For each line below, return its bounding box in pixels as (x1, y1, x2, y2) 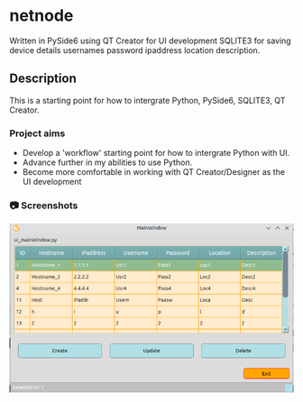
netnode (9, 5, 74, 26)
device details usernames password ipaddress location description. (9, 44, 261, 55)
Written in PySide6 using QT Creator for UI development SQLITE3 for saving (9, 35, 291, 46)
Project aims (9, 127, 66, 140)
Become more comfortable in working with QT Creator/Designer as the (22, 167, 286, 178)
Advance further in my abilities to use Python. (22, 157, 192, 168)
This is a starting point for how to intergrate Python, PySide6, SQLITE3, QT (9, 95, 286, 105)
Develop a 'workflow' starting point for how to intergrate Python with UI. (22, 148, 290, 159)
